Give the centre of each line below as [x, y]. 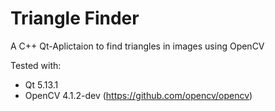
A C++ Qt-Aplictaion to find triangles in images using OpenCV [137, 46]
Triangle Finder [75, 18]
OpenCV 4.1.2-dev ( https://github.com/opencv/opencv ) [138, 95]
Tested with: [36, 65]
